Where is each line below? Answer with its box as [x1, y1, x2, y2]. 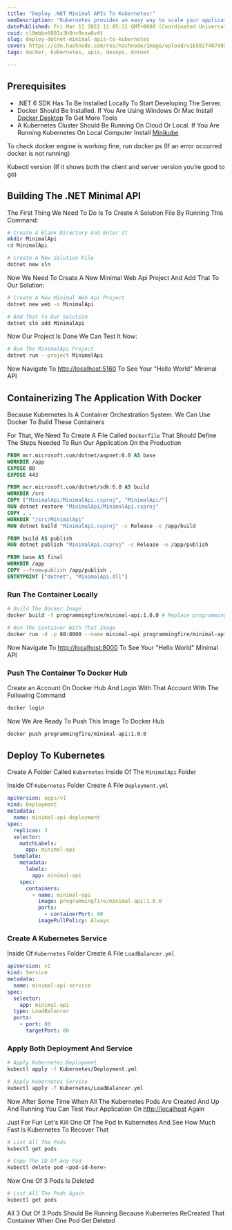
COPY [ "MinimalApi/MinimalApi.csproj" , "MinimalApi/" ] [7, 497, 168, 504]
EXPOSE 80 [7, 465, 36, 472]
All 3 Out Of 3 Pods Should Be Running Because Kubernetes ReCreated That [7, 1209, 225, 1217]
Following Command [7, 691, 66, 699]
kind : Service [7, 969, 48, 976]
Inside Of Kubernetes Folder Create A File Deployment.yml [7, 781, 169, 790]
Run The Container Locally [7, 590, 98, 599]
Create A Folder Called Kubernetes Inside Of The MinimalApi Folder [7, 768, 197, 776]
